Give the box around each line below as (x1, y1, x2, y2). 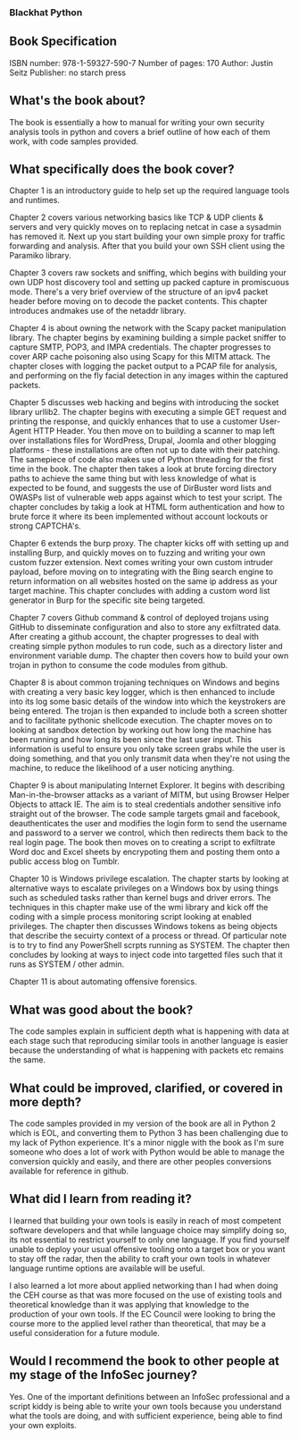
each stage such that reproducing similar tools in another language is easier (9, 1036, 288, 1046)
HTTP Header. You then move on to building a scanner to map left (33, 426, 275, 436)
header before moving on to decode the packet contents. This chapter (9, 296, 268, 307)
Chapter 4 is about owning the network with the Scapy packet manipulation (9, 323, 287, 334)
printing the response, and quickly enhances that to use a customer (9, 416, 258, 427)
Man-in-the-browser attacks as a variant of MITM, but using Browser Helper (9, 790, 290, 800)
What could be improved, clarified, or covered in (9, 1080, 283, 1096)
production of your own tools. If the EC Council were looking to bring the (9, 1308, 277, 1319)
